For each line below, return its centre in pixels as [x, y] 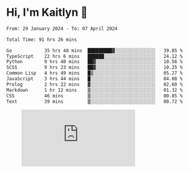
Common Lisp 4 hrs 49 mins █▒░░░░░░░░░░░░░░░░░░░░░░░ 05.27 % [94, 73]
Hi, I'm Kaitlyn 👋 [47, 12]
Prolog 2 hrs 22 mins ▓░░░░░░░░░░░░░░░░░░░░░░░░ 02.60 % [94, 84]
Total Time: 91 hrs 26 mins [42, 40]
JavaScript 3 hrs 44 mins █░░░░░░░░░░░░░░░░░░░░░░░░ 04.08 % [94, 79]
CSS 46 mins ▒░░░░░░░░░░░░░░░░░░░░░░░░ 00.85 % [94, 96]
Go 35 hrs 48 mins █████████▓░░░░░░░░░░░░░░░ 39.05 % [94, 50]
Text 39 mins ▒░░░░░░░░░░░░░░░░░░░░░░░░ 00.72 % [94, 101]
